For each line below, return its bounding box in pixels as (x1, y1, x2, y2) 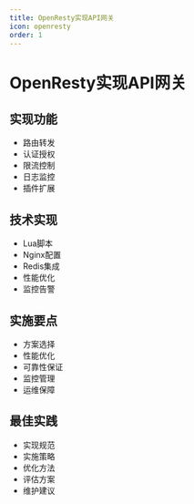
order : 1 (9, 30, 43, 39)
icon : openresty (9, 22, 71, 31)
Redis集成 (22, 261, 61, 272)
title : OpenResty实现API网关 (9, 13, 115, 23)
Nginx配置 (22, 250, 62, 261)
